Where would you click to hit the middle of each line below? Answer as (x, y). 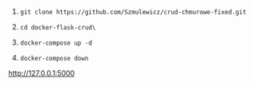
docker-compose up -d (56, 43)
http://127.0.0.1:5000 (42, 73)
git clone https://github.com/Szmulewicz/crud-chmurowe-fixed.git (133, 12)
